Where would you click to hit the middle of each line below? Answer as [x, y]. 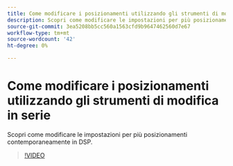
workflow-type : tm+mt [38, 33]
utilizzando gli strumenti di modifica [113, 101]
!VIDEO [34, 155]
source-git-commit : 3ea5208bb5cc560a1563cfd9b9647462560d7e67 [99, 26]
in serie [29, 116]
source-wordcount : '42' [42, 39]
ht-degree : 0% [28, 46]
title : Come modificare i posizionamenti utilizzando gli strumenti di [113, 13]
